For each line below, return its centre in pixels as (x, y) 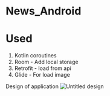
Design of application (32, 86)
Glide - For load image (42, 75)
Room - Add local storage (46, 62)
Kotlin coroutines (35, 56)
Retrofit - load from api (43, 68)
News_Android (44, 11)
